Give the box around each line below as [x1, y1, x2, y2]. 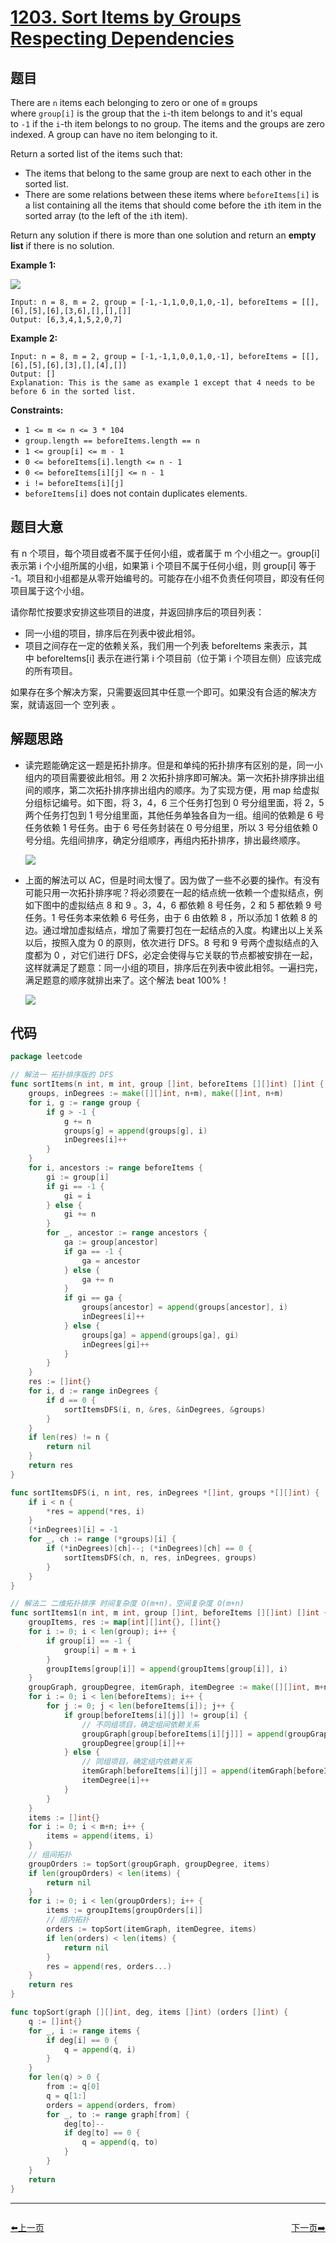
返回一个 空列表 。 [44, 698, 121, 710]
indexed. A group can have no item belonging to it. [10, 129, 218, 140]
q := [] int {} [28, 2016, 83, 2026]
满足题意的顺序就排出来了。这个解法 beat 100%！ [24, 974, 230, 986]
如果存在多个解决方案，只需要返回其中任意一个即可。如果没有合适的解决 [10, 686, 308, 698]
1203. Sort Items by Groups [10, 6, 242, 29]
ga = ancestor [81, 1256, 141, 1266]
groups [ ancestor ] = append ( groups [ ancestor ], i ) [81, 1302, 288, 1313]
